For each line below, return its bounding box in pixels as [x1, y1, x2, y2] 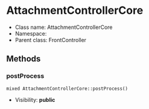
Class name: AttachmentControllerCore [14, 23, 113, 31]
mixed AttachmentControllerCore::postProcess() [6, 86, 128, 92]
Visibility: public [14, 96, 55, 103]
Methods [6, 54, 41, 64]
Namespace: [14, 30, 47, 37]
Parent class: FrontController [14, 36, 86, 43]
